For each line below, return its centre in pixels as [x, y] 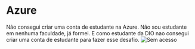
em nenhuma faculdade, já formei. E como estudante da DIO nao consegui [97, 33]
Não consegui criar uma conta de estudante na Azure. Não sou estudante [97, 27]
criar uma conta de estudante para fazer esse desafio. [73, 39]
